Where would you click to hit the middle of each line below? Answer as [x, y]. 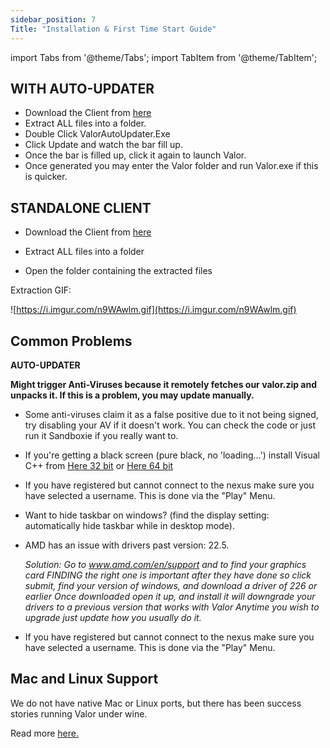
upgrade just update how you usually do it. [113, 617]
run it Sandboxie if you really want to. [101, 435]
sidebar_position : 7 [53, 19]
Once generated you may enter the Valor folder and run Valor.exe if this [171, 166]
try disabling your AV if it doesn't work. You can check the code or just [170, 425]
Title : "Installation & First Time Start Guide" [113, 29]
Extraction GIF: [41, 290]
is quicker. [46, 177]
